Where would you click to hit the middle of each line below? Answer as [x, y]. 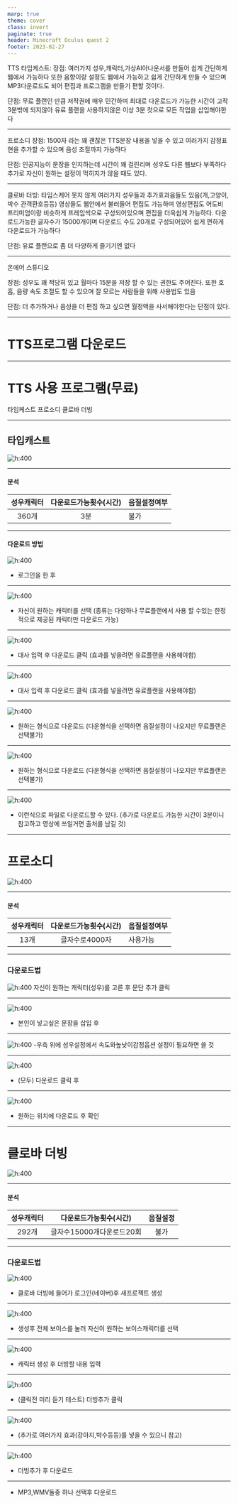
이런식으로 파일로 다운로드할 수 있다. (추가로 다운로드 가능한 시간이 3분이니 [121, 815]
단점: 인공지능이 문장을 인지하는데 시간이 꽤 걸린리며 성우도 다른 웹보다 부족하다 [117, 164]
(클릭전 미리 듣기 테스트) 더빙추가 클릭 [70, 1399]
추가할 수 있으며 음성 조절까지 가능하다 [73, 149]
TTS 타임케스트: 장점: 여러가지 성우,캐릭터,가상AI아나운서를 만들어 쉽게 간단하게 [118, 68]
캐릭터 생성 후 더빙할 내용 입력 [59, 1364]
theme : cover [27, 21]
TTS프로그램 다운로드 [67, 344]
